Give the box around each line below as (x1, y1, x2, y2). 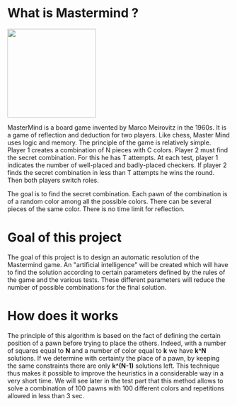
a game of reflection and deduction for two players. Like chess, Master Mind (7, 130, 230, 139)
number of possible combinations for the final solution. (7, 283, 167, 291)
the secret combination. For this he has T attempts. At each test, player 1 (7, 153, 219, 162)
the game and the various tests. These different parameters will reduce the (7, 275, 226, 284)
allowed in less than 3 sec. (7, 391, 85, 400)
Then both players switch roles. (7, 176, 99, 184)
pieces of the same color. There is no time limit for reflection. (7, 204, 185, 213)
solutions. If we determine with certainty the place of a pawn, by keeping (7, 354, 220, 362)
